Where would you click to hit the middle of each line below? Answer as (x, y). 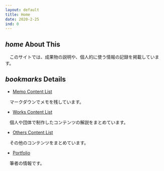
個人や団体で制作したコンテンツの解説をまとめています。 (69, 122)
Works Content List (32, 112)
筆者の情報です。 (27, 163)
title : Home (18, 15)
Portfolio (21, 153)
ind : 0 (12, 24)
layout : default (22, 10)
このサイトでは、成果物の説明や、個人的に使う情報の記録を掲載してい (82, 57)
